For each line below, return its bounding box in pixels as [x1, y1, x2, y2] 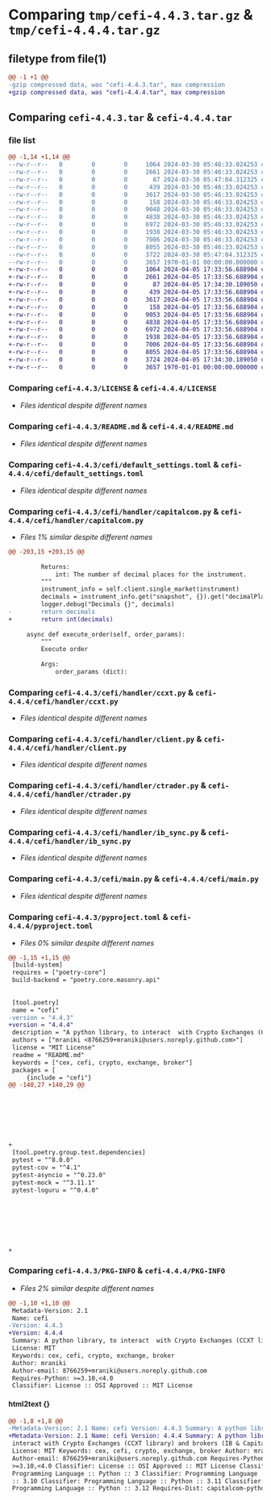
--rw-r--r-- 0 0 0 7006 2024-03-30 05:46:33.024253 [8, 236, 258, 244]
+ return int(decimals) [8, 615, 114, 623]
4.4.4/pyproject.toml [8, 921, 94, 931]
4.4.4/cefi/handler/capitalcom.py [8, 516, 144, 525]
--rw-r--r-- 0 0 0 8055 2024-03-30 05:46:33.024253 [8, 243, 258, 251]
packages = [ [11, 1066, 56, 1074]
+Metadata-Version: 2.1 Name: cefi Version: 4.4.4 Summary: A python [8, 1432, 248, 1440]
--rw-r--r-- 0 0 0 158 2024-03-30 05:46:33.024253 [8, 198, 258, 207]
